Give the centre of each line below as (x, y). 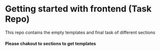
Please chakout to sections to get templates (51, 43)
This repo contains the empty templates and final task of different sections (80, 32)
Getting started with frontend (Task (78, 9)
